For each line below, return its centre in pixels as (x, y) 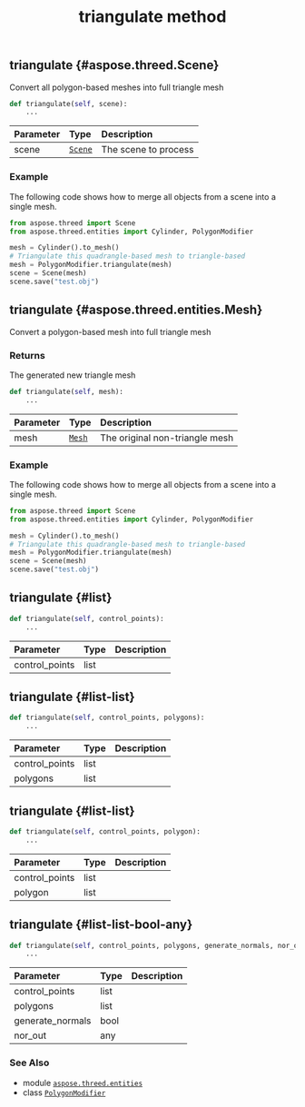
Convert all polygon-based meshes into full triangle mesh (117, 87)
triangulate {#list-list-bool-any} (101, 925)
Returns (27, 355)
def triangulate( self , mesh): (67, 391)
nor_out (30, 1035)
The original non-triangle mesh (167, 438)
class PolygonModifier (64, 1092)
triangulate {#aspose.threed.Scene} (114, 65)
